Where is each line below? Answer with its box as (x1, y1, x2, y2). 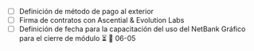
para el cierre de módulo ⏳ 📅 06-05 (18, 34, 136, 43)
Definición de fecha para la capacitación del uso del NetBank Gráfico (18, 24, 246, 34)
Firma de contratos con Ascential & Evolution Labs (18, 16, 185, 25)
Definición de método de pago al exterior (18, 7, 154, 16)
